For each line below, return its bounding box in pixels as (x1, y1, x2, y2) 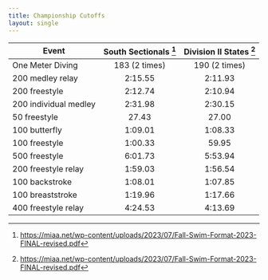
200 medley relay (12, 73, 78, 84)
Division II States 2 (183, 45, 256, 57)
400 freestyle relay (12, 202, 85, 213)
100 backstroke (12, 176, 73, 187)
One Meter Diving (12, 59, 78, 70)
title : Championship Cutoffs (8, 11, 105, 20)
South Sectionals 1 (103, 45, 177, 57)
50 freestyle (12, 111, 58, 122)
